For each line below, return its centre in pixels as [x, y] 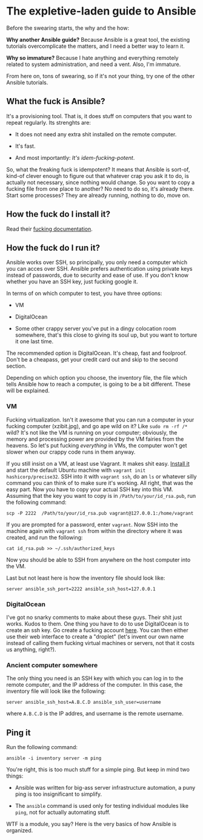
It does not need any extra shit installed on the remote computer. [96, 134]
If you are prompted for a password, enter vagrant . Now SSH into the [92, 524]
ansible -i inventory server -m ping [54, 758]
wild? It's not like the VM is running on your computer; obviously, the [92, 432]
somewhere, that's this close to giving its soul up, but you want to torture [106, 335]
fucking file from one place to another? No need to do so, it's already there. [100, 188]
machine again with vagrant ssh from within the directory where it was [95, 531]
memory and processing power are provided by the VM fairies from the [95, 439]
